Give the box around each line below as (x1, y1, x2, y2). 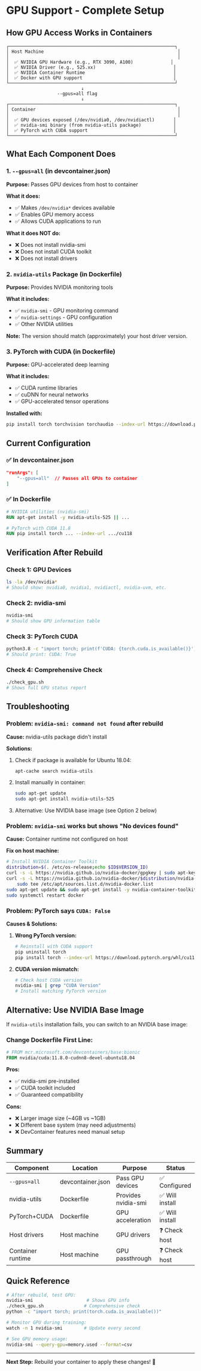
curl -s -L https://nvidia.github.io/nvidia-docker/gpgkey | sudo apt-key (6, 870, 197, 876)
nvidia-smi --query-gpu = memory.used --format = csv (6, 1342, 133, 1348)
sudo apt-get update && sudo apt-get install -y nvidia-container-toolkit (6, 886, 197, 892)
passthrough (115, 1254, 152, 1263)
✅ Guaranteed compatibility (14, 1091, 84, 1098)
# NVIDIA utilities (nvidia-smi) (6, 509, 90, 515)
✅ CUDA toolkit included (14, 1084, 76, 1091)
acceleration (115, 1215, 151, 1224)
